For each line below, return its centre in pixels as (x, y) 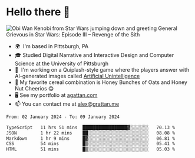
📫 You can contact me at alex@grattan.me (67, 104)
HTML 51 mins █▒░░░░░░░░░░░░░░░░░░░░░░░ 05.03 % (91, 149)
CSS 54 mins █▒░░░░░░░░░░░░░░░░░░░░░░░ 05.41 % (91, 144)
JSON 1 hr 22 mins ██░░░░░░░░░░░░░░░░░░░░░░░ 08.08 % (91, 133)
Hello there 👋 (38, 12)
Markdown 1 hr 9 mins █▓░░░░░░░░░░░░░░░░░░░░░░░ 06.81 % (91, 138)
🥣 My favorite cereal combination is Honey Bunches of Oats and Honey (101, 82)
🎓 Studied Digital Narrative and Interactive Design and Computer (94, 55)
